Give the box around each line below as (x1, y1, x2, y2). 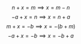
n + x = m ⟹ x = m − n (11, 4, 70, 11)
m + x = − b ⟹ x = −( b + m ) (6, 23, 76, 30)
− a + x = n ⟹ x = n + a (11, 13, 71, 20)
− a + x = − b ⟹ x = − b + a (8, 32, 74, 39)
